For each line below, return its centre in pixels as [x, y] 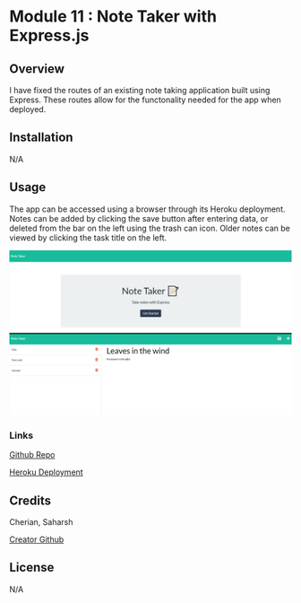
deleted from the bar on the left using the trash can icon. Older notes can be [150, 228]
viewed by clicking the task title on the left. [88, 237]
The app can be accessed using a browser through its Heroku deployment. [147, 209]
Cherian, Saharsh [41, 522]
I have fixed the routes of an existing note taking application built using [140, 90]
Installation [41, 138]
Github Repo [32, 455]
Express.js [49, 35]
